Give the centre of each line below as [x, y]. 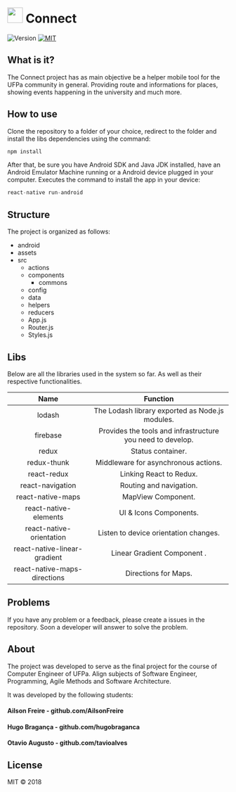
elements [48, 517]
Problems [29, 602]
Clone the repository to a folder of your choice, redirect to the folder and [112, 131]
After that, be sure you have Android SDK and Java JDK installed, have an [114, 165]
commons [53, 283]
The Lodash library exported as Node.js [159, 410]
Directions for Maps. [159, 573]
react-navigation [48, 485]
